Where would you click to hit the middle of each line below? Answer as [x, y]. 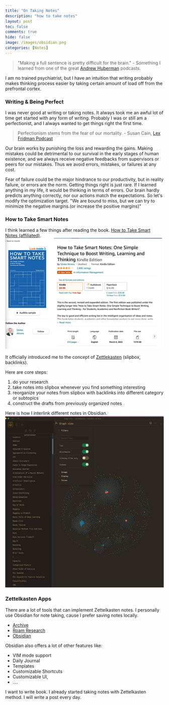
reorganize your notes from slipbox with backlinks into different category [88, 393]
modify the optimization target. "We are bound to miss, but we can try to [80, 201]
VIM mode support [32, 655]
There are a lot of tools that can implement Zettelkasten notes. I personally [82, 610]
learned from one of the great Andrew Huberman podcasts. [79, 68]
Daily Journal [26, 661]
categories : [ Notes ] [27, 48]
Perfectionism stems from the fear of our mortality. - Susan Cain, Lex [89, 133]
